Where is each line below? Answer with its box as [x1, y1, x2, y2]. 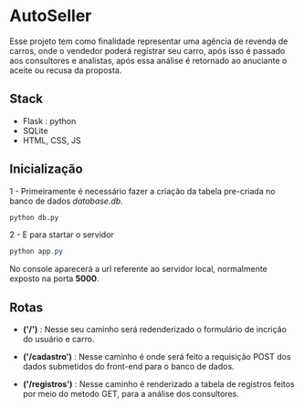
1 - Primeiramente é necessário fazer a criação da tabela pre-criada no [9, 185, 276, 196]
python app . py [9, 247, 64, 256]
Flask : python [22, 115, 77, 126]
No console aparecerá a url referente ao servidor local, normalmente [9, 264, 267, 275]
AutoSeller [9, 5, 92, 26]
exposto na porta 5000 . [9, 273, 100, 284]
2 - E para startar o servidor [9, 229, 114, 240]
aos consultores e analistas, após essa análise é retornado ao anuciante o [9, 55, 288, 66]
